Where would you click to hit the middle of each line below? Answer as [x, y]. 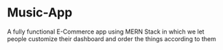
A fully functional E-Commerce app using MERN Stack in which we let [106, 32]
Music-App [40, 13]
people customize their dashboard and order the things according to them [111, 38]
